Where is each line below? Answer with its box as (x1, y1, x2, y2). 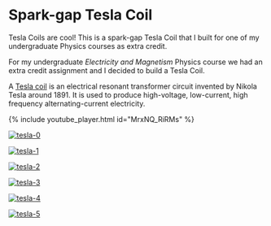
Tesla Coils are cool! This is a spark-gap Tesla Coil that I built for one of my (8, 33, 260, 42)
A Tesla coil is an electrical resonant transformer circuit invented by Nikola (8, 81, 258, 91)
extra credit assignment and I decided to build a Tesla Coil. (8, 65, 205, 75)
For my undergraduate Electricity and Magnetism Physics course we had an (8, 57, 263, 67)
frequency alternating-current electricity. (8, 98, 146, 108)
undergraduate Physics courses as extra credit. (8, 41, 168, 50)
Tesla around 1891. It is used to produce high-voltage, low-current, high (8, 89, 248, 99)
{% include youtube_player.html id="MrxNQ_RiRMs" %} (8, 114, 195, 124)
